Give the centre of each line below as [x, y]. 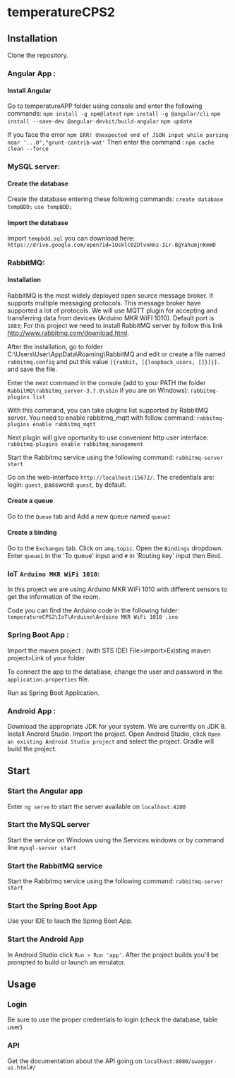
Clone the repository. [38, 55]
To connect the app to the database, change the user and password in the [115, 672]
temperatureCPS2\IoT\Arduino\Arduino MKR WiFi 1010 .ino [93, 617]
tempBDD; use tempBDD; [40, 207]
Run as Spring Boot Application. [54, 693]
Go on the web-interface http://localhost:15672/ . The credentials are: [111, 477]
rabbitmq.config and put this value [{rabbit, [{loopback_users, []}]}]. [114, 361]
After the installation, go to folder [55, 346]
